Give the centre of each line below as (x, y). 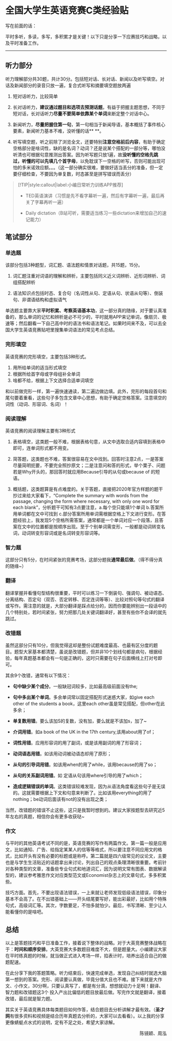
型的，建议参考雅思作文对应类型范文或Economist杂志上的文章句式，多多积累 (86, 875)
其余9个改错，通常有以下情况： (38, 675)
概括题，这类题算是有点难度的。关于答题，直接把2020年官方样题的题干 (88, 489)
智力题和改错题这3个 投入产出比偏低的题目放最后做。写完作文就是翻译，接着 (86, 992)
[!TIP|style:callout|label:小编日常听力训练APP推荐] (70, 185)
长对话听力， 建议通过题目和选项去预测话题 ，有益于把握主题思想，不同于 (89, 107)
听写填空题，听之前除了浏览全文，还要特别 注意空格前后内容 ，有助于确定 (89, 142)
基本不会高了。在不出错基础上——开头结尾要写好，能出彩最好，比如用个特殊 (86, 899)
